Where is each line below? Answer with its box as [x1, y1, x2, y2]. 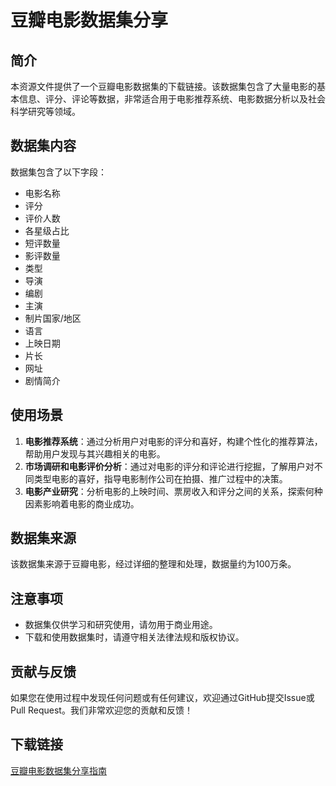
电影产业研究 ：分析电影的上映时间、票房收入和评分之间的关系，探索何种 [24, 485, 323, 497]
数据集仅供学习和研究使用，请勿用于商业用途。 [24, 619, 218, 631]
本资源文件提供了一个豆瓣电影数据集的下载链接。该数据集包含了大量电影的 [10, 81, 317, 92]
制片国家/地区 [24, 312, 82, 324]
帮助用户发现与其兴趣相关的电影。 [24, 447, 166, 460]
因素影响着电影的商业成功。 [24, 497, 140, 510]
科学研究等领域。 [10, 106, 81, 117]
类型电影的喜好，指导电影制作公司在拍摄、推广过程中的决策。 [33, 472, 288, 485]
